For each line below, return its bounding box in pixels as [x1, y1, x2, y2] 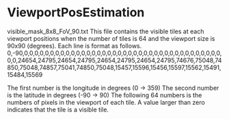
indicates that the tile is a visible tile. [7, 105, 109, 114]
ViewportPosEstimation [7, 5, 145, 20]
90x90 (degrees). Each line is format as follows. [7, 41, 142, 50]
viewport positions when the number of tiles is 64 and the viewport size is [7, 34, 215, 42]
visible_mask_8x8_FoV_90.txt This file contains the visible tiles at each [7, 27, 204, 35]
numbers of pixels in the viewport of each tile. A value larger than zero [7, 98, 205, 106]
